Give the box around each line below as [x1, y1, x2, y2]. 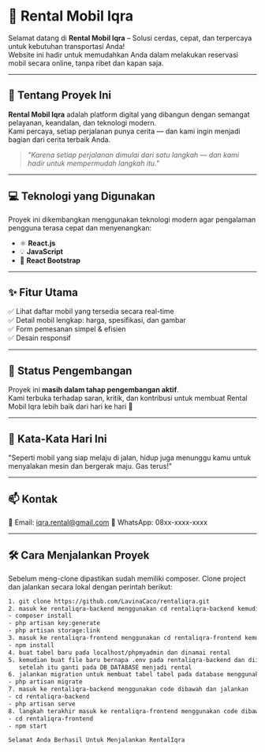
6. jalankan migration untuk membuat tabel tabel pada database [8, 671, 224, 679]
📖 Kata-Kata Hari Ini [8, 432, 107, 445]
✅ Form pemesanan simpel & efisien [8, 324, 126, 334]
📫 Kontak [8, 492, 58, 506]
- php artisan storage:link [8, 627, 101, 634]
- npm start [8, 722, 47, 730]
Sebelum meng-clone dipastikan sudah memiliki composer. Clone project [8, 574, 246, 583]
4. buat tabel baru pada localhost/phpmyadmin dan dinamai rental [8, 649, 231, 657]
